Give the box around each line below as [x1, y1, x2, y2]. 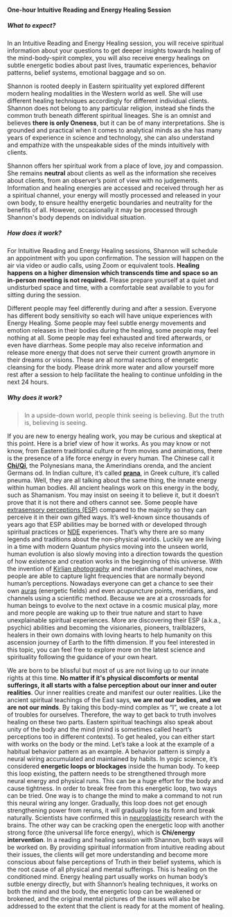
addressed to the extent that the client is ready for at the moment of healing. [7, 902, 225, 910]
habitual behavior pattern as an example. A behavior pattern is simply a [7, 747, 211, 756]
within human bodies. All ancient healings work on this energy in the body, [7, 483, 220, 491]
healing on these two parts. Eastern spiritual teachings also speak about [7, 717, 213, 726]
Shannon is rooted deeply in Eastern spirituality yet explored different [7, 82, 205, 90]
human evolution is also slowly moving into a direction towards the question [7, 550, 223, 558]
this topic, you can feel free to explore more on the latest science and [7, 645, 206, 654]
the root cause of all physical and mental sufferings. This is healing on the [7, 865, 218, 873]
